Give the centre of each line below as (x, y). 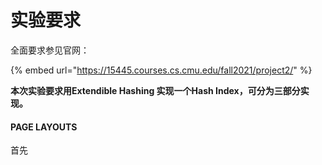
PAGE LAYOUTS (44, 127)
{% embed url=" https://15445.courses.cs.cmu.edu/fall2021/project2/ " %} (161, 70)
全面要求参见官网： (50, 50)
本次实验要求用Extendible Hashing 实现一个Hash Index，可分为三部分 (155, 90)
